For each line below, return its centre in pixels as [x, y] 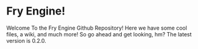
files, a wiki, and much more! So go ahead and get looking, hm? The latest [99, 34]
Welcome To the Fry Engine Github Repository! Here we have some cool [97, 28]
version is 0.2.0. [27, 41]
